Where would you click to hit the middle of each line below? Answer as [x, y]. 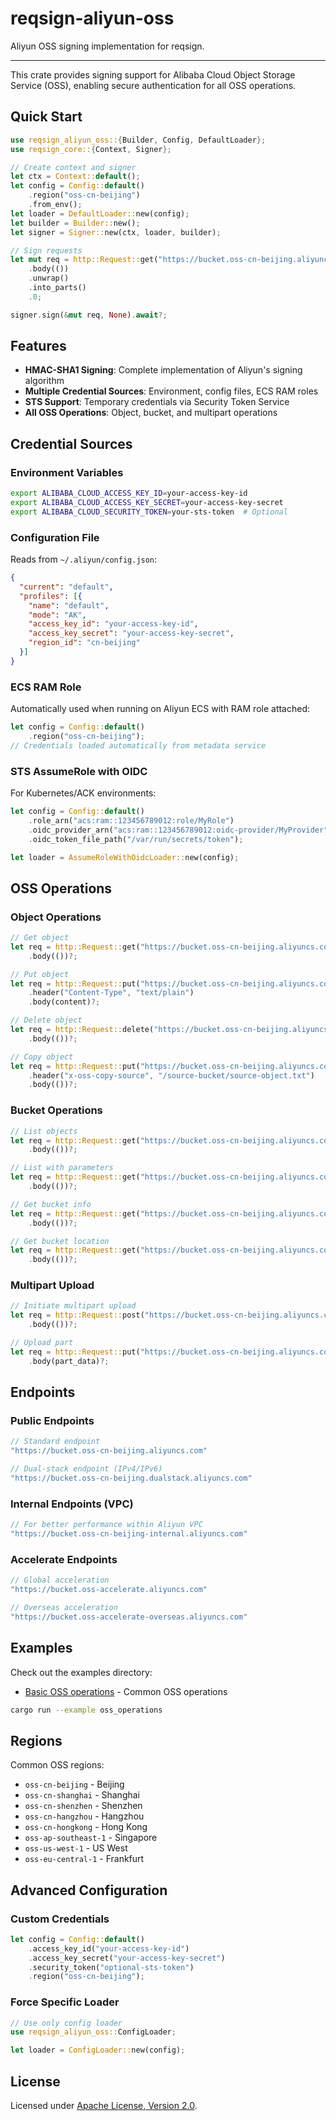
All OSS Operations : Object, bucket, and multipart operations [151, 413]
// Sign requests [46, 250]
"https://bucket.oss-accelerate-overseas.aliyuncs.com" [129, 1617]
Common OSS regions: [57, 1765]
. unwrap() [49, 278]
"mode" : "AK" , [57, 615]
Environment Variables [67, 472]
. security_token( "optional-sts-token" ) [111, 1967]
